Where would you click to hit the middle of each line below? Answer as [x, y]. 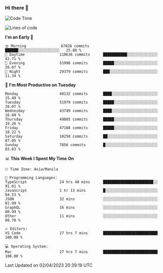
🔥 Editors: [16, 229]
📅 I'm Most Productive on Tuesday [41, 85]
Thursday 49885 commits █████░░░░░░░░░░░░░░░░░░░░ [81, 119]
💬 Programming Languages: [31, 178]
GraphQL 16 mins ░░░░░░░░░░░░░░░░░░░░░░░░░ [81, 208]
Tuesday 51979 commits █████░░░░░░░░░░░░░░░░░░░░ [81, 102]
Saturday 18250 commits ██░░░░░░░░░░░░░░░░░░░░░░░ [81, 136]
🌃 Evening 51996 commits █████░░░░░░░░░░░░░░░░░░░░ [81, 63]
